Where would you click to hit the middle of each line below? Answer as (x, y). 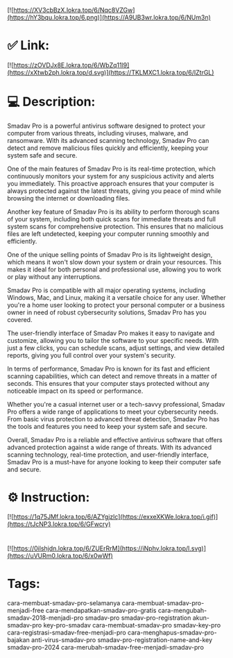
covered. (20, 319)
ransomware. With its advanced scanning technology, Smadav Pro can (108, 140)
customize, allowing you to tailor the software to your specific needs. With (113, 340)
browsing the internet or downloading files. (69, 198)
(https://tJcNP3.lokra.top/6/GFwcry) (59, 524)
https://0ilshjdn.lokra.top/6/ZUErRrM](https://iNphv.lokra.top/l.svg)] (110, 548)
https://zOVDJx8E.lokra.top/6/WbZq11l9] (71, 65)
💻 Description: (51, 102)
